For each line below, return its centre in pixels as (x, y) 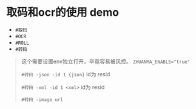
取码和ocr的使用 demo (63, 12)
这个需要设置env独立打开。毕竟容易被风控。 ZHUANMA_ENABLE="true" (106, 61)
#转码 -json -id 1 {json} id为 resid (66, 74)
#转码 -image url (42, 100)
